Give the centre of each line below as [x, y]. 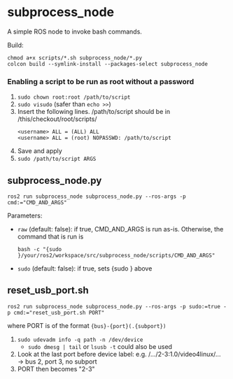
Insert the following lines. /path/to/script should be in [93, 112]
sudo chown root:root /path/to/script [74, 98]
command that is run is [50, 237]
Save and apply [40, 151]
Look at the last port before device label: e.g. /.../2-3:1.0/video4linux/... [119, 354]
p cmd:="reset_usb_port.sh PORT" [56, 313]
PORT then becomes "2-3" [56, 369]
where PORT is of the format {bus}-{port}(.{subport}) [87, 325]
